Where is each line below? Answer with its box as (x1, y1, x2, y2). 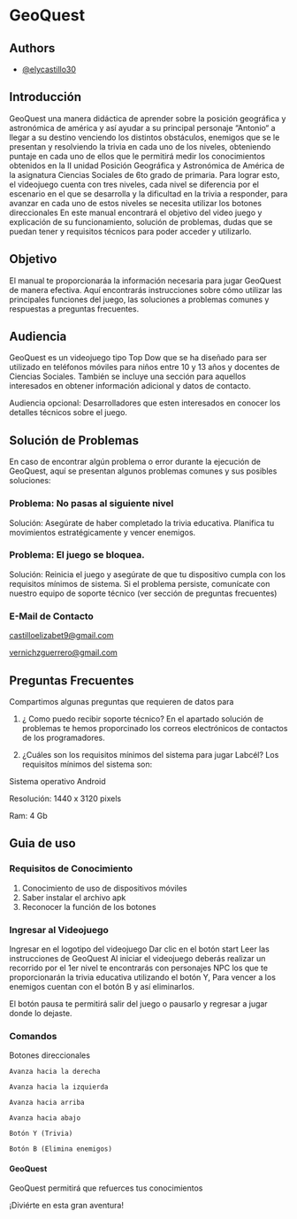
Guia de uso (9, 836, 77, 851)
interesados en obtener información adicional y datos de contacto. (9, 381, 252, 391)
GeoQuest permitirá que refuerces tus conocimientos (9, 1183, 203, 1193)
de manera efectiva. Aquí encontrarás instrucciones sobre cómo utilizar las (9, 284, 283, 295)
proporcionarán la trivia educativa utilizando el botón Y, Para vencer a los (9, 971, 277, 983)
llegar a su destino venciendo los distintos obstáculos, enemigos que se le (9, 132, 280, 143)
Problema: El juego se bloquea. (9, 549, 145, 561)
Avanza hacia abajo (9, 1114, 81, 1123)
